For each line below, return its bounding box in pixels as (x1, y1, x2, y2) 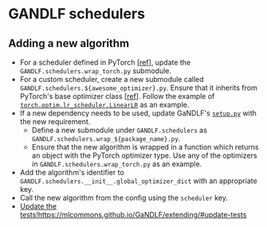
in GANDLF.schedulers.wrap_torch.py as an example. (31, 159, 202, 168)
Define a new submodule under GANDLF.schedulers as (31, 125, 207, 135)
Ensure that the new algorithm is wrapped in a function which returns (31, 143, 259, 151)
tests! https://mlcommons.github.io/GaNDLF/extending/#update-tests (19, 210, 247, 219)
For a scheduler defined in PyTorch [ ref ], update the (19, 57, 191, 67)
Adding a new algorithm (8, 37, 130, 50)
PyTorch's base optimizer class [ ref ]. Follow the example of (19, 92, 215, 100)
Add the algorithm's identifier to (19, 168, 125, 177)
